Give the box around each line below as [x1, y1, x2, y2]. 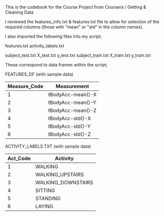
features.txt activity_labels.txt [5, 43, 65, 48]
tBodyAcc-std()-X [48, 115, 92, 122]
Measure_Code [7, 83, 44, 89]
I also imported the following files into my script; [5, 34, 102, 39]
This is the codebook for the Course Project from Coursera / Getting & [5, 4, 146, 10]
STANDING [35, 195, 61, 202]
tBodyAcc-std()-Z [48, 131, 91, 137]
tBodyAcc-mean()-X [48, 91, 97, 98]
